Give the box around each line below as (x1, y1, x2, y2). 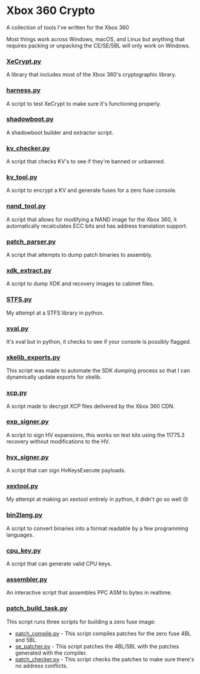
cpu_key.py (6, 546, 41, 554)
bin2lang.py (6, 511, 43, 519)
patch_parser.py (6, 237, 56, 246)
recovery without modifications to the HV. (6, 438, 110, 445)
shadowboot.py (6, 115, 54, 123)
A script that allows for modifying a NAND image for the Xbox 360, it (6, 216, 177, 223)
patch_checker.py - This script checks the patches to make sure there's (15, 655, 195, 662)
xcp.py (6, 389, 27, 397)
